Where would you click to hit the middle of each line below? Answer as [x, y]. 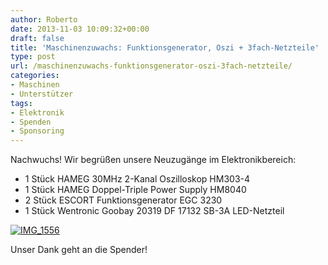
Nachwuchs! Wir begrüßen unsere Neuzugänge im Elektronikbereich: [153, 160]
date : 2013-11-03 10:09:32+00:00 [80, 29]
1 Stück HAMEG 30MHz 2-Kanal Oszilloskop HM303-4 [137, 179]
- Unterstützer [42, 94]
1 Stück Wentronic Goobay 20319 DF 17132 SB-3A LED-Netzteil [154, 211]
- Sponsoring [37, 131]
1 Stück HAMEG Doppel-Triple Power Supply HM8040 [135, 190]
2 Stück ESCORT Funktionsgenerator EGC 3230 [123, 200]
